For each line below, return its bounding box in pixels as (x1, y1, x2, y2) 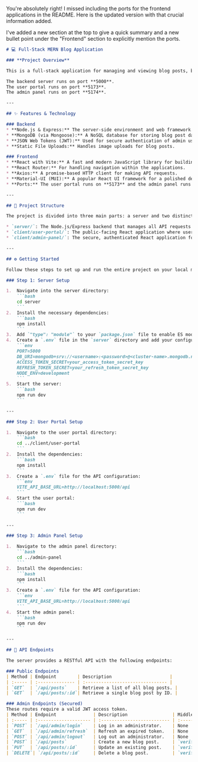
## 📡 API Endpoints (6, 647, 54, 653)
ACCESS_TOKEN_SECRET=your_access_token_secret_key (16, 359, 144, 365)
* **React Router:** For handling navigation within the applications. (6, 165, 186, 171)
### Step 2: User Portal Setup (6, 418, 83, 425)
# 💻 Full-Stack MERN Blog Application (6, 47, 103, 52)
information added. (6, 18, 52, 24)
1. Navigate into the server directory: (6, 288, 110, 294)
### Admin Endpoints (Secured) (6, 701, 83, 707)
